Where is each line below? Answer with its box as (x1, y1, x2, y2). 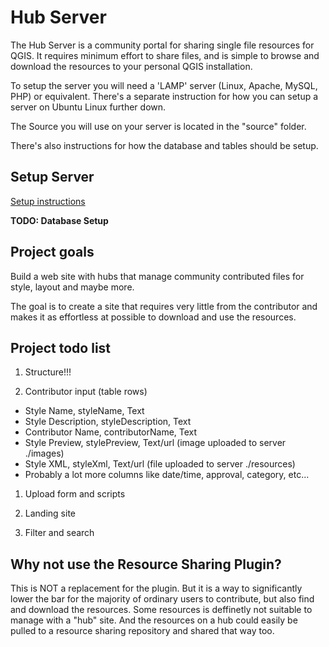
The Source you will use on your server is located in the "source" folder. (10, 120, 307, 132)
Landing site (24, 507, 76, 520)
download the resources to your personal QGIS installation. (10, 60, 253, 72)
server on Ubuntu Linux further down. (10, 101, 167, 113)
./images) (24, 447, 65, 460)
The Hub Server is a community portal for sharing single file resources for (10, 39, 315, 51)
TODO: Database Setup (10, 214, 109, 226)
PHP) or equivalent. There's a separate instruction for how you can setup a (10, 90, 319, 102)
